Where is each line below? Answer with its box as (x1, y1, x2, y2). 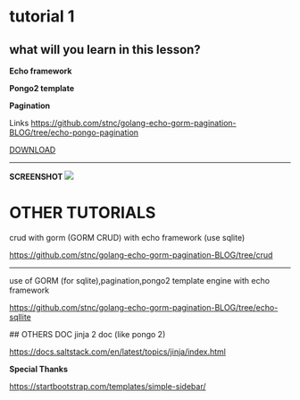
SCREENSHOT (9, 172, 63, 182)
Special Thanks (9, 363, 69, 374)
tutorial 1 (9, 6, 75, 27)
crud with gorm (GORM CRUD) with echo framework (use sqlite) (9, 232, 246, 243)
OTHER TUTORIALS (9, 203, 156, 223)
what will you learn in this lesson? (9, 42, 201, 57)
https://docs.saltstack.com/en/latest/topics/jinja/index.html (9, 346, 226, 357)
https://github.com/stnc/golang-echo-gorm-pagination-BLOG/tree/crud (9, 249, 273, 260)
